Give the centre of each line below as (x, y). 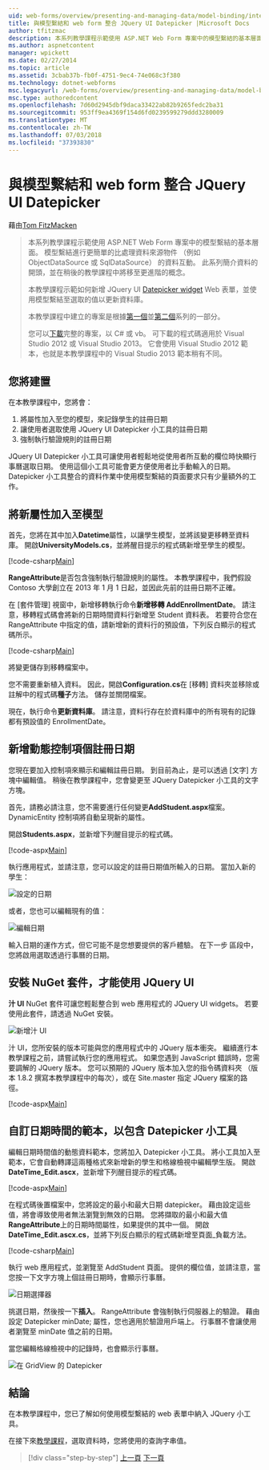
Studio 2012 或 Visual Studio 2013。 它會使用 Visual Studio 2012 (133, 344)
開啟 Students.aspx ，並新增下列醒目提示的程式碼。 (93, 834)
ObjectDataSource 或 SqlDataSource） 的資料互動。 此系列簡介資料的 (143, 262)
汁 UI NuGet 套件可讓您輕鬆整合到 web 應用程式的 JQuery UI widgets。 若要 (133, 1003)
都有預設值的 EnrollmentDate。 (59, 722)
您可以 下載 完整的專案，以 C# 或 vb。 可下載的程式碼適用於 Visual (136, 334)
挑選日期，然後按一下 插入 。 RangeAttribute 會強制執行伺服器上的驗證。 (126, 1311)
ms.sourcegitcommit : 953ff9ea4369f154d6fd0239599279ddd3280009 (116, 113)
